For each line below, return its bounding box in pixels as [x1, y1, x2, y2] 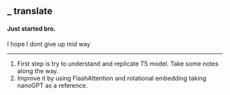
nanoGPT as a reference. [16, 81, 88, 90]
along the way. [16, 66, 59, 74]
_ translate [7, 5, 53, 17]
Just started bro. [7, 24, 56, 33]
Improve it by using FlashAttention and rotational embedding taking [16, 74, 207, 82]
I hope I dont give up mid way [7, 40, 91, 48]
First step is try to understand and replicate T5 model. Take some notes [16, 59, 219, 68]
